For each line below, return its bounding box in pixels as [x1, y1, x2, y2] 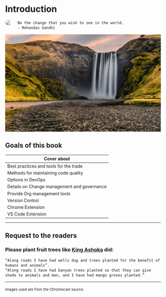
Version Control [7, 197, 39, 203]
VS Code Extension [7, 211, 47, 217]
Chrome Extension [7, 204, 45, 210]
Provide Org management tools [7, 190, 71, 196]
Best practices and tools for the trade [7, 163, 83, 169]
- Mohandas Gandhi [17, 25, 55, 30]
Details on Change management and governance [7, 184, 107, 190]
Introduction [5, 3, 57, 15]
